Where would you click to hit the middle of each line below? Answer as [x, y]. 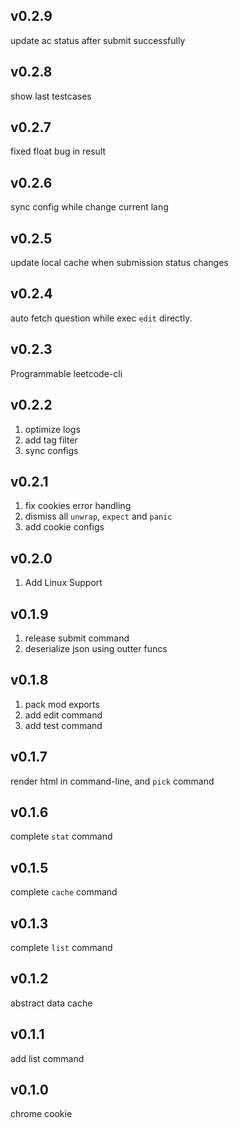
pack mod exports [62, 704]
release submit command [77, 638]
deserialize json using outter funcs [96, 648]
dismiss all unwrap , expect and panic [98, 516]
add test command [63, 725]
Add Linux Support [63, 583]
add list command [47, 1058]
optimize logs [52, 429]
